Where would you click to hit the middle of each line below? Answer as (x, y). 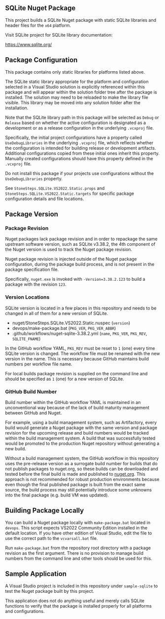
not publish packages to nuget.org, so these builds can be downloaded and (82, 469)
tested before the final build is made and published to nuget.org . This (75, 474)
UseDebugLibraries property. (34, 178)
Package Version (32, 214)
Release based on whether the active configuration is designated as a (76, 123)
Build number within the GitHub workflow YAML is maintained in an (73, 402)
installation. (17, 108)
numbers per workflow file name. (39, 364)
